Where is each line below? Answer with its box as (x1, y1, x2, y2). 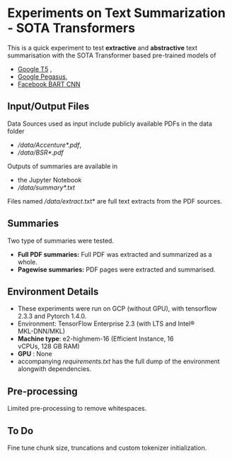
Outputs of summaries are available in (7, 162, 118, 170)
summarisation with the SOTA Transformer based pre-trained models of (7, 51, 216, 60)
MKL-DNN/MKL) (17, 327, 66, 336)
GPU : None (17, 350, 52, 358)
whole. (17, 258, 37, 266)
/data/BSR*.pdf (17, 148, 64, 157)
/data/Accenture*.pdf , (17, 140, 82, 149)
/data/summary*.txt (17, 183, 76, 192)
